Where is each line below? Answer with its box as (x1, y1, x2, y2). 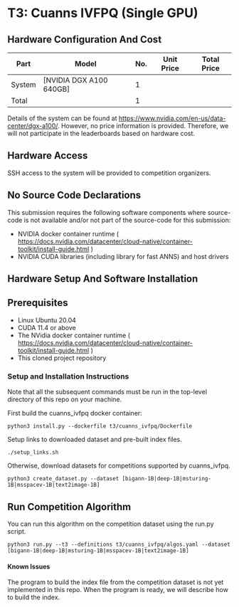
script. (7, 527, 26, 535)
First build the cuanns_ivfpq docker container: (7, 409, 142, 418)
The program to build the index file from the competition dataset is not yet (7, 578, 224, 586)
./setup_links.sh (7, 449, 59, 456)
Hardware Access (7, 149, 88, 162)
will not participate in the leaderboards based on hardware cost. (7, 130, 196, 137)
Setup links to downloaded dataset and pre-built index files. (7, 436, 183, 444)
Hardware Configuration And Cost (7, 33, 162, 46)
